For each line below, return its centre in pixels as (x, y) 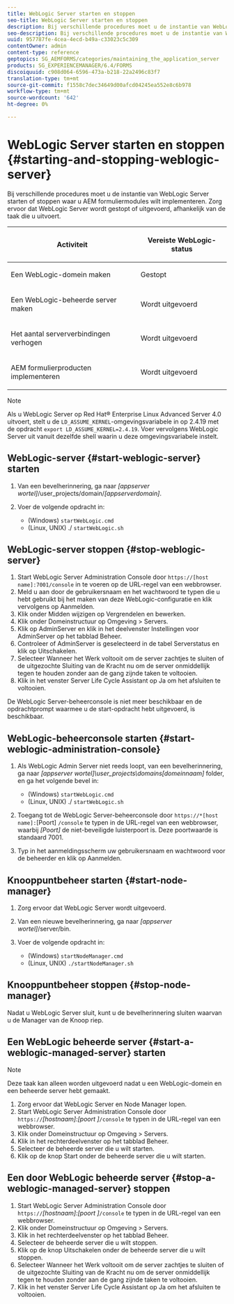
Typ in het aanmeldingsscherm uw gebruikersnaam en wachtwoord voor (121, 851)
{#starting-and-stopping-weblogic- (114, 160)
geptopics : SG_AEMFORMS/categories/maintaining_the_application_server (113, 59)
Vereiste (162, 240)
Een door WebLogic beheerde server (88, 1178)
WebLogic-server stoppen (65, 550)
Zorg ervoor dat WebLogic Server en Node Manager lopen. (102, 1104)
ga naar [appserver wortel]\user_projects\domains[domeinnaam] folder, (120, 773)
